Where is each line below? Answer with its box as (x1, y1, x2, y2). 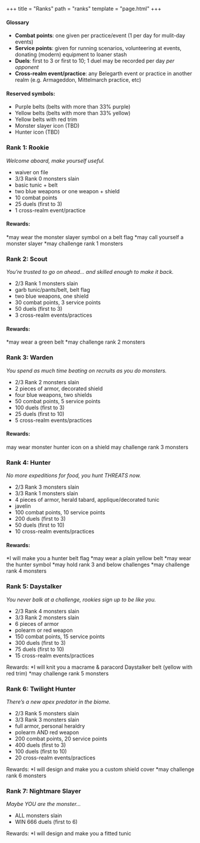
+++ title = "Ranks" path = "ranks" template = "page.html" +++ (6, 5, 162, 12)
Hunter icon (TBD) (14, 128, 60, 136)
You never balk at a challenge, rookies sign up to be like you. (6, 596, 156, 603)
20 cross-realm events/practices (14, 754, 96, 761)
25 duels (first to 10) (14, 410, 64, 417)
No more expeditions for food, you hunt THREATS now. (6, 472, 141, 479)
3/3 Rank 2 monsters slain (14, 614, 79, 621)
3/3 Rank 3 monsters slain (14, 716, 79, 723)
